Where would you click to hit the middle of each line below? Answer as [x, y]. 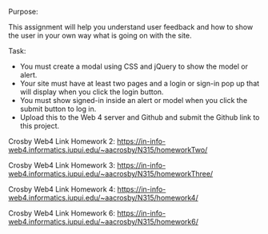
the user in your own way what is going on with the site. [100, 36]
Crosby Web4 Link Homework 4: [62, 189]
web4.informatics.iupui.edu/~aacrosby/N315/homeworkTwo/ [108, 150]
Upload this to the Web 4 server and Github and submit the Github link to [140, 117]
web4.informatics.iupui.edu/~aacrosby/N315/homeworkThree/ [111, 174]
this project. [40, 126]
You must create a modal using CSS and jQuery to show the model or [134, 66]
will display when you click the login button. [92, 92]
